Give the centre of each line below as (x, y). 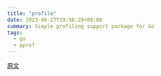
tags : (15, 33)
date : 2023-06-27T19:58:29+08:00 (55, 20)
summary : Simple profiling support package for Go (81, 26)
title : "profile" (32, 13)
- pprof (24, 45)
